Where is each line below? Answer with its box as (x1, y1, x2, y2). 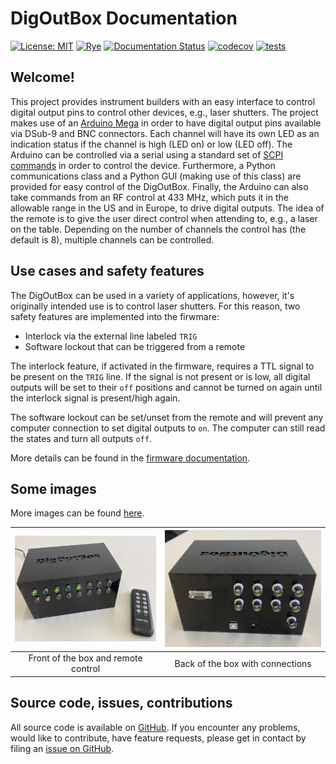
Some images (10, 480, 97, 497)
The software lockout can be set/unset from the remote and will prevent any (10, 411, 324, 423)
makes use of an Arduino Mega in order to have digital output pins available (10, 117, 322, 129)
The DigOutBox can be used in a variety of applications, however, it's (10, 289, 295, 301)
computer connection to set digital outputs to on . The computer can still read (10, 422, 326, 434)
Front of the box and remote (28, 652, 143, 664)
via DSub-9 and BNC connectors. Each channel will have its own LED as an (10, 127, 320, 139)
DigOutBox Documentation (10, 7, 238, 30)
